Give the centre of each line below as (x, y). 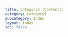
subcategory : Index (25, 18)
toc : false (16, 27)
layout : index (19, 23)
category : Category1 (26, 14)
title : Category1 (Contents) (34, 9)
